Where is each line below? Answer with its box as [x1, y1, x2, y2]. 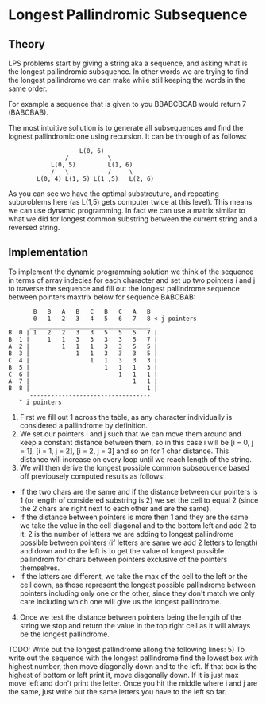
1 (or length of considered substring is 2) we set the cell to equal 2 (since [19, 495, 259, 505]
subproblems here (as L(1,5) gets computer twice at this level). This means [8, 198, 253, 206]
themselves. [19, 563, 60, 573]
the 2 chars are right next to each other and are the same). [19, 503, 212, 513]
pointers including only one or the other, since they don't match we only [19, 588, 256, 598]
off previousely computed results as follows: [19, 471, 165, 481]
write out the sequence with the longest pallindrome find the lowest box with [8, 653, 259, 663]
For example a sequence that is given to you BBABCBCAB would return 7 [8, 100, 247, 108]
